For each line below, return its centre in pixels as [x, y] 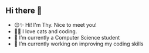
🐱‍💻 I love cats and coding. [45, 31]
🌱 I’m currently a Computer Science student [67, 37]
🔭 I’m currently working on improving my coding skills [79, 44]
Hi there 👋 [24, 11]
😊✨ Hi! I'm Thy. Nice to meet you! [55, 24]
